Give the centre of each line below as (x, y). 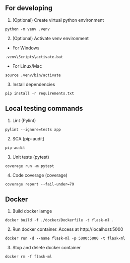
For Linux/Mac (27, 66)
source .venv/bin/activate (33, 75)
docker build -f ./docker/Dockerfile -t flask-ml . (60, 220)
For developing (29, 8)
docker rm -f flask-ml (29, 257)
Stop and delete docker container (46, 248)
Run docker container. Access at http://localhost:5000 (68, 229)
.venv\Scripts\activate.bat (34, 57)
